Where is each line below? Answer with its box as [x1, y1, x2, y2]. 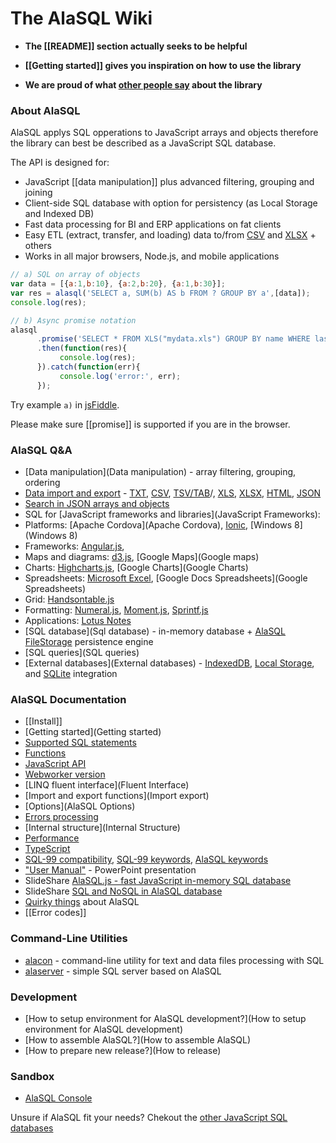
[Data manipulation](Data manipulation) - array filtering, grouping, [24, 466, 297, 478]
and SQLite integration [24, 668, 118, 680]
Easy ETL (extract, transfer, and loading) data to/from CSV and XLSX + [24, 229, 317, 241]
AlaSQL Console [24, 1092, 93, 1104]
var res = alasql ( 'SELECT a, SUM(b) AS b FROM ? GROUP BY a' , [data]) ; [10, 288, 311, 298]
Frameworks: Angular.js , [24, 540, 125, 552]
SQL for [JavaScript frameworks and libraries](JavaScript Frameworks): [24, 508, 321, 521]
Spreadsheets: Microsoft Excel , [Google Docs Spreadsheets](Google [24, 572, 308, 584]
